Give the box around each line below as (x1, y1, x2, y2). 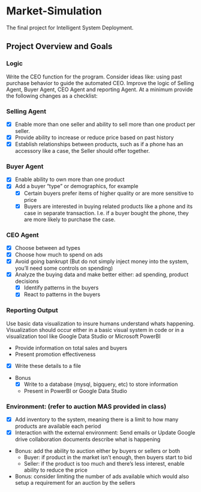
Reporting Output (6, 306, 58, 315)
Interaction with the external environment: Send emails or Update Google (14, 429, 196, 436)
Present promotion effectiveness (14, 351, 96, 358)
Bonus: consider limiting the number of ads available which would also (14, 473, 190, 480)
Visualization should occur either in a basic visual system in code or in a (6, 326, 184, 333)
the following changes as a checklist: (6, 92, 98, 99)
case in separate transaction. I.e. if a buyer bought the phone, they (23, 209, 189, 216)
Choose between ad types (14, 244, 81, 251)
